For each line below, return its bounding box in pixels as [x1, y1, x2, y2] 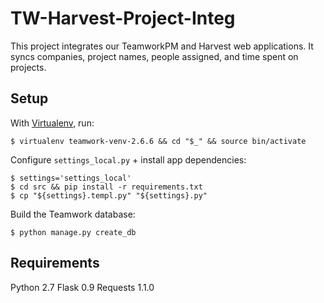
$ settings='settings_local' [10, 173, 132, 183]
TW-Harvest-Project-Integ [10, 7, 236, 30]
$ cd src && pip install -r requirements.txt [10, 182, 203, 192]
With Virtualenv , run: [10, 117, 95, 129]
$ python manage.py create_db [10, 227, 137, 237]
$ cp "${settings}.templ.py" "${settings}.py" [10, 190, 208, 201]
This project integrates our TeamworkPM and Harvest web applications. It [10, 40, 314, 52]
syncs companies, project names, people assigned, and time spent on [10, 50, 299, 62]
